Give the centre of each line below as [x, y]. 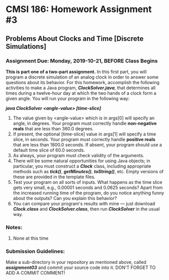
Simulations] [26, 46]
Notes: [14, 227]
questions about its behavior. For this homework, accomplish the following [83, 82]
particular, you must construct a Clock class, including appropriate [82, 166]
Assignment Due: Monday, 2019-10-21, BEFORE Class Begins [82, 60]
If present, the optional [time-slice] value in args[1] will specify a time [84, 134]
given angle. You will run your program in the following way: [68, 98]
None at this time [31, 238]
